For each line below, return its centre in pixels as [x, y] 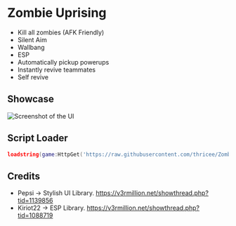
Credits [24, 176]
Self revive [33, 77]
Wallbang [31, 47]
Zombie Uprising [57, 13]
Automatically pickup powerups [63, 62]
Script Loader [38, 138]
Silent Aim [32, 39]
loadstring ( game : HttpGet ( [45, 154]
